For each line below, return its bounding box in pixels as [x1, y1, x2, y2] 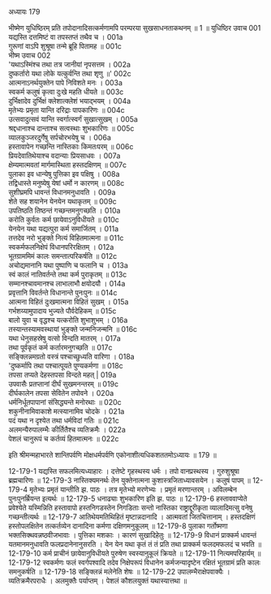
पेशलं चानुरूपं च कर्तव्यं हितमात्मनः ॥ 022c [8, 434, 119, 443]
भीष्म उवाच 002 [8, 50, 51, 60]
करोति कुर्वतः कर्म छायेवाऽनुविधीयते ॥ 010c [8, 215, 119, 224]
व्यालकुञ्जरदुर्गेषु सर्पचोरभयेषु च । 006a [8, 133, 111, 142]
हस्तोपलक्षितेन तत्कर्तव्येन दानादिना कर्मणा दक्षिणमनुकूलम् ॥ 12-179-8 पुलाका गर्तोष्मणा [8, 521, 229, 531]
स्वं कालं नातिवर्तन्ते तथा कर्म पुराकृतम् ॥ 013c [8, 269, 127, 279]
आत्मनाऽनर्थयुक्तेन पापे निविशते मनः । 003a [8, 78, 123, 88]
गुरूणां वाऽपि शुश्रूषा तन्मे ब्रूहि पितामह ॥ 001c [8, 41, 122, 51]
